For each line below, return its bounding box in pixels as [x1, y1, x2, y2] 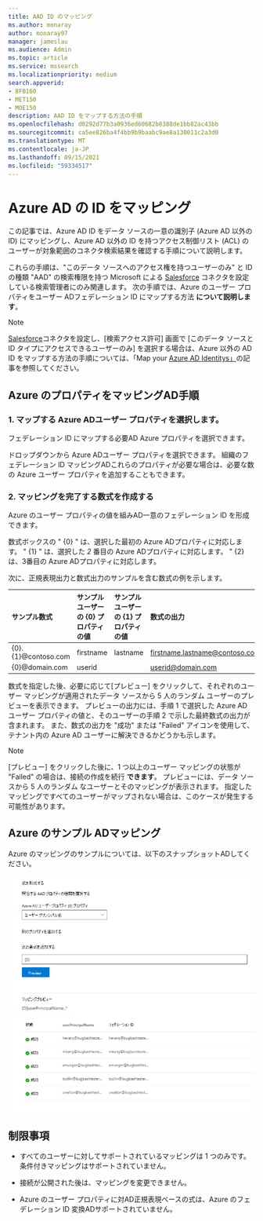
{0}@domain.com [11, 663, 68, 672]
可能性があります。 [8, 801, 70, 810]
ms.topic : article [8, 54, 68, 62]
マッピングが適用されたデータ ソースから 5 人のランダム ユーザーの [23, 691, 241, 700]
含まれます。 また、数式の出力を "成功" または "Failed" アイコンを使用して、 [8, 720, 254, 729]
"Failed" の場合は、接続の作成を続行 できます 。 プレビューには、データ [8, 772, 239, 781]
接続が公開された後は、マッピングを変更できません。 [19, 1178, 192, 1187]
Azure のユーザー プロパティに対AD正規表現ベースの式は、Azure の [19, 1194, 237, 1204]
